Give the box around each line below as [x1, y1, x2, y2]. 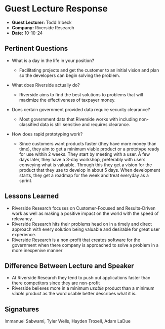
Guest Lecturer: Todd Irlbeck [11, 19, 72, 25]
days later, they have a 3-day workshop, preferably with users [19, 156, 146, 162]
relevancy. [11, 215, 33, 221]
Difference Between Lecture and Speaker [4, 262, 134, 270]
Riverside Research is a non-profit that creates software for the [11, 237, 140, 243]
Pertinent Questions [4, 44, 68, 53]
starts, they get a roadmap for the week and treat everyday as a [19, 172, 149, 178]
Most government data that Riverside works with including [19, 116, 138, 122]
